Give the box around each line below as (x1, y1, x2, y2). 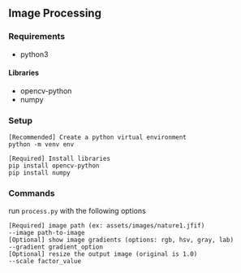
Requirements (8, 31, 66, 42)
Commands (8, 188, 55, 199)
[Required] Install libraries (8, 154, 111, 163)
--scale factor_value (8, 258, 82, 266)
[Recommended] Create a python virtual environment (8, 133, 187, 141)
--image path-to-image (8, 229, 85, 237)
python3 (19, 49, 49, 59)
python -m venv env (8, 141, 75, 149)
